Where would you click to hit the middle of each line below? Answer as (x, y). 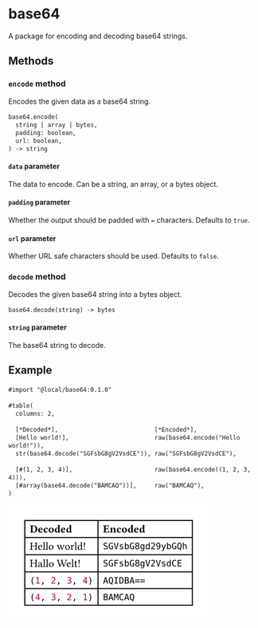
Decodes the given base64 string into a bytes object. (95, 294)
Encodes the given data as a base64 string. (80, 101)
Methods (31, 61)
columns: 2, (35, 413)
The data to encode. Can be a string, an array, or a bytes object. (113, 184)
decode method (37, 277)
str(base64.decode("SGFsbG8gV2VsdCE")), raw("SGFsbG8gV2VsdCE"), (126, 453)
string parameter (38, 327)
